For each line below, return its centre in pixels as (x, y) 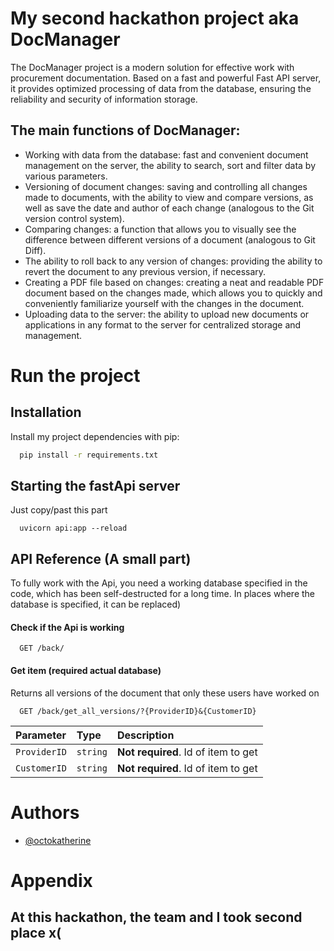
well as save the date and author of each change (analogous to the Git (169, 208)
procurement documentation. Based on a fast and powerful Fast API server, (166, 78)
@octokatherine (58, 840)
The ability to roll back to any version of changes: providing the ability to (173, 261)
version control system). (74, 218)
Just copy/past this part (59, 510)
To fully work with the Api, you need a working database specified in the (159, 583)
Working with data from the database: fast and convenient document (166, 154)
